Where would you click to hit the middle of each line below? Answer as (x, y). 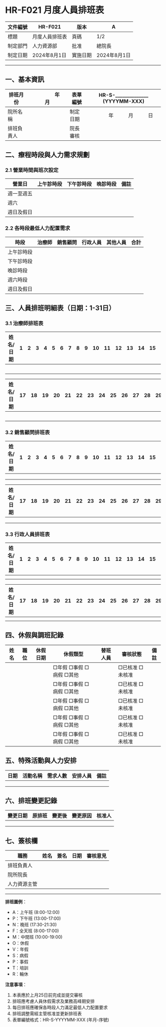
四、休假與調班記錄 (34, 635)
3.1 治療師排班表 (24, 323)
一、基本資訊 (25, 80)
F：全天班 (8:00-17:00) (36, 931)
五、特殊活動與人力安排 (41, 761)
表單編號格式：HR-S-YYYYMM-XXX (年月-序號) (61, 1020)
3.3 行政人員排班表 (28, 534)
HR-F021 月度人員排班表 (55, 10)
